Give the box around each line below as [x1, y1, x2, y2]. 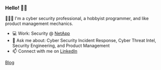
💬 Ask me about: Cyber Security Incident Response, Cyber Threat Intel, [12, 38, 156, 44]
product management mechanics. [5, 21, 74, 26]
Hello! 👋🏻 [5, 4, 27, 11]
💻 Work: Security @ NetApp [12, 30, 70, 36]
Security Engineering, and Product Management [12, 43, 110, 48]
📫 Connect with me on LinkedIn [12, 48, 78, 54]
